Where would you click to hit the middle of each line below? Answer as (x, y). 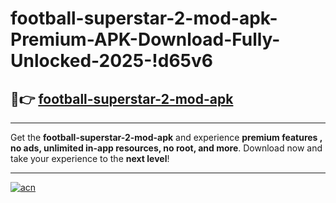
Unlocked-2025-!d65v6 (111, 61)
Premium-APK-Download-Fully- (145, 39)
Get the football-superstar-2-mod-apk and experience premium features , (166, 137)
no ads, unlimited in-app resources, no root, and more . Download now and (166, 148)
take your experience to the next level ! (90, 158)
